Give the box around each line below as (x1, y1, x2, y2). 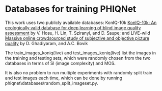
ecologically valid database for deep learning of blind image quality (5, 24, 141, 30)
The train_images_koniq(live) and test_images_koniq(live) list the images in (5, 50, 156, 56)
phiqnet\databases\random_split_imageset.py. (5, 80, 98, 86)
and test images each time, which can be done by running (5, 75, 123, 81)
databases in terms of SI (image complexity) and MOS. (5, 60, 116, 66)
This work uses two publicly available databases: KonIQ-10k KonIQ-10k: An (5, 20, 157, 25)
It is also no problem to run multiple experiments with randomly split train (5, 69, 153, 75)
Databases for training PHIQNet (5, 3, 136, 15)
